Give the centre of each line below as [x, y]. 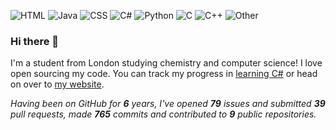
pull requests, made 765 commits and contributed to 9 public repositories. [163, 114]
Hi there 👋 [35, 41]
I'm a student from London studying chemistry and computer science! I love [166, 63]
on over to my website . [57, 84]
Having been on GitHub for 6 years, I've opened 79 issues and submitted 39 [168, 104]
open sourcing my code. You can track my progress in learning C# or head [164, 74]
